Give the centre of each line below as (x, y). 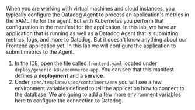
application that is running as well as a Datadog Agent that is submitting (92, 33)
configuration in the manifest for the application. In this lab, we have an (91, 27)
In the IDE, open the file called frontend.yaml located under (86, 63)
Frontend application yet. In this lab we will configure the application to (91, 46)
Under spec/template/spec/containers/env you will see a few (88, 82)
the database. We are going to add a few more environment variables (97, 94)
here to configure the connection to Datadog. (69, 101)
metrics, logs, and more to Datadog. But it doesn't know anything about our (97, 39)
